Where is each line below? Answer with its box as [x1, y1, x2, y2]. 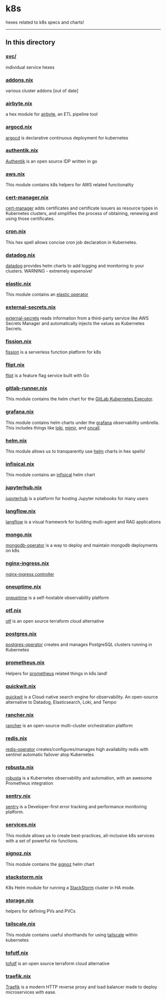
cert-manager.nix [5, 194, 49, 201]
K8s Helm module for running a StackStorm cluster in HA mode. [5, 885, 135, 891]
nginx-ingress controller [5, 571, 55, 577]
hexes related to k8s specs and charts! [5, 19, 84, 25]
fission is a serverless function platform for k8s [5, 349, 101, 355]
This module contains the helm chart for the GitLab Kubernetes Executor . [5, 396, 154, 402]
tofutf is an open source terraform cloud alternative [5, 961, 110, 966]
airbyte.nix [5, 100, 33, 107]
